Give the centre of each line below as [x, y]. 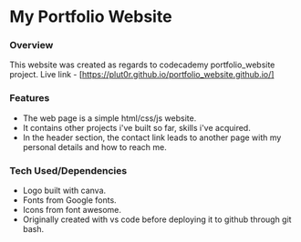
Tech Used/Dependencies [68, 170]
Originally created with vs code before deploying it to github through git [157, 219]
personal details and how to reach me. [94, 146]
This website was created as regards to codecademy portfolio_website [142, 65]
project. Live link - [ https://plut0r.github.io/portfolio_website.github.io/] [142, 75]
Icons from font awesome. [72, 210]
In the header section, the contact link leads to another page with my [152, 137]
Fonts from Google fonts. [69, 200]
